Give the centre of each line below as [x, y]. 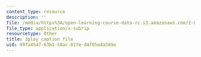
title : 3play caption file [40, 39]
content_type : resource [36, 12]
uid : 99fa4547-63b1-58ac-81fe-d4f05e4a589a [61, 45]
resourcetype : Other [32, 34]
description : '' [26, 17]
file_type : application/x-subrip [48, 28]
